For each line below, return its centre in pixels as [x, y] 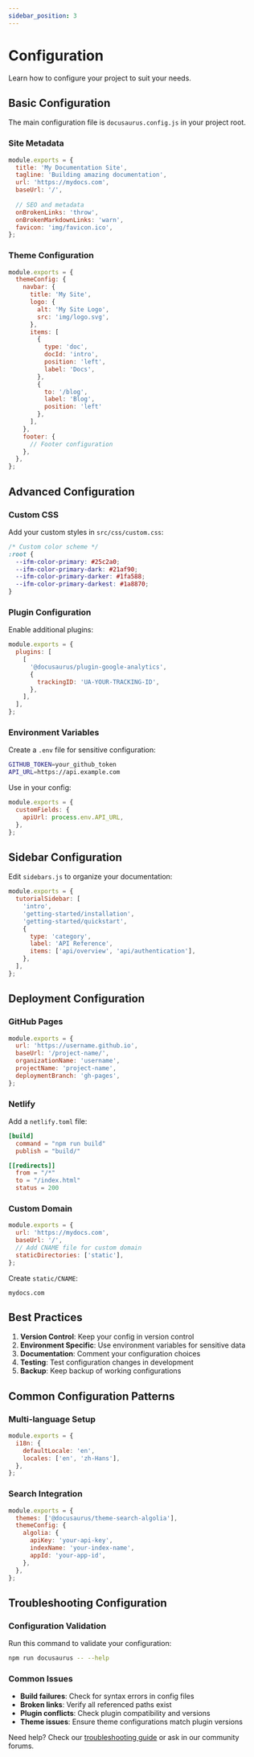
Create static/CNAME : [43, 1278]
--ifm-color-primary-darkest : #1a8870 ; [82, 584]
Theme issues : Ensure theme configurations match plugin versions [131, 1722]
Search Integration [45, 1494]
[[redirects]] [32, 1166]
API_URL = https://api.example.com [64, 772]
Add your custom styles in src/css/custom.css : [86, 532]
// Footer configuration [71, 444]
